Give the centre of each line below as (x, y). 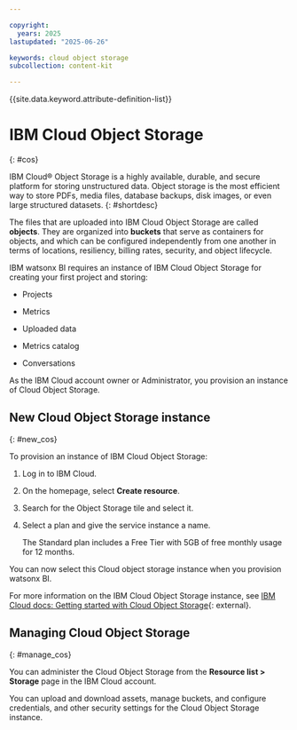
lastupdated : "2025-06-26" (59, 42)
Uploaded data (49, 329)
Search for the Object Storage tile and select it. (108, 508)
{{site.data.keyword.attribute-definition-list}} (91, 99)
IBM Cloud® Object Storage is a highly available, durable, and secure (135, 177)
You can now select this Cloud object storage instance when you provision (145, 568)
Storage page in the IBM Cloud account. (83, 681)
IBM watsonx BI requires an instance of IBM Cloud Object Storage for (135, 268)
